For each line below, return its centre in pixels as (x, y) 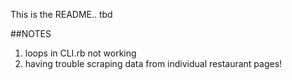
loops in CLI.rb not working (80, 53)
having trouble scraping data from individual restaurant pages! (153, 63)
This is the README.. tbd (61, 14)
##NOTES (31, 33)
